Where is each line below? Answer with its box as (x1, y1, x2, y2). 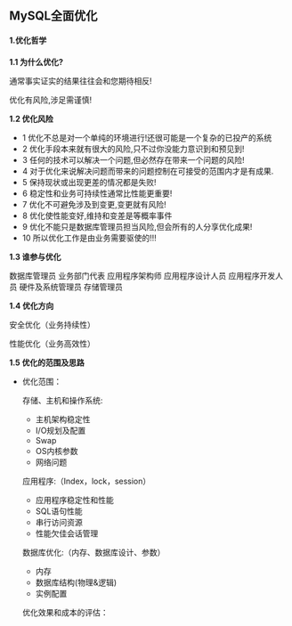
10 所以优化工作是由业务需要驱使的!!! (21, 232, 158, 243)
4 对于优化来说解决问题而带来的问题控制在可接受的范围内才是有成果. (21, 166, 274, 176)
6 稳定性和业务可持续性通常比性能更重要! (21, 188, 173, 199)
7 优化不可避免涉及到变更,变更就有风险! (21, 199, 166, 209)
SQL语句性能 (35, 506, 83, 516)
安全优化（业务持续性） (9, 319, 95, 329)
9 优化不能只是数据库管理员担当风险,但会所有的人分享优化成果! (21, 221, 253, 232)
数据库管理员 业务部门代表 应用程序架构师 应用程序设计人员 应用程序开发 (9, 270, 276, 280)
